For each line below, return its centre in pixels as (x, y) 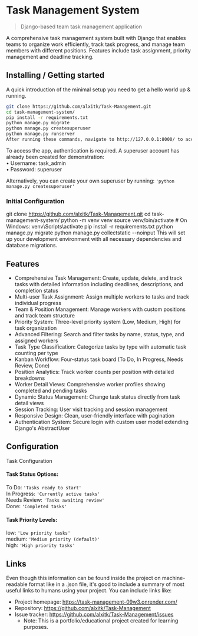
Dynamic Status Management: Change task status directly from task (98, 397)
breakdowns (30, 378)
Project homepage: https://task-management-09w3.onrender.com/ (96, 602)
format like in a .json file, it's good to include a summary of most (106, 584)
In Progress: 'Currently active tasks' (53, 493)
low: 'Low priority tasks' (38, 533)
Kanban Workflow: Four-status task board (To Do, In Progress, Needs (99, 359)
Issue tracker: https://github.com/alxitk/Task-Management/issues (94, 615)
